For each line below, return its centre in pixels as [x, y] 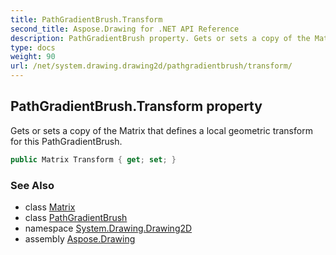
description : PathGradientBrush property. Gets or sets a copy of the [160, 38]
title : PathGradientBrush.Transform [86, 19]
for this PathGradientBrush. [66, 141]
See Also [32, 185]
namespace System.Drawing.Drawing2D [108, 228]
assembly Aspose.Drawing [80, 238]
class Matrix [50, 207]
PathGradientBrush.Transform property [136, 106]
